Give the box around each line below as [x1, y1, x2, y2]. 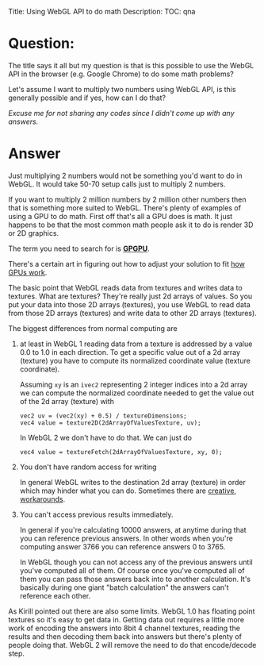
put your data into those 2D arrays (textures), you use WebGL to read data [8, 299, 251, 309]
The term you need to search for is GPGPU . [8, 244, 151, 253]
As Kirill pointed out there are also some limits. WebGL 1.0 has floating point [8, 606, 255, 616]
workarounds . [19, 494, 66, 503]
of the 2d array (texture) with [19, 396, 115, 406]
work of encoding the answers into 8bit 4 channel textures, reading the [8, 623, 240, 633]
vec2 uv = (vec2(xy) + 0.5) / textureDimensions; [19, 412, 188, 420]
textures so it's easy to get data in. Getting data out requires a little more [8, 614, 244, 624]
